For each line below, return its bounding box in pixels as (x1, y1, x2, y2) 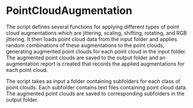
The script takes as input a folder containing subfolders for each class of (6, 77, 181, 85)
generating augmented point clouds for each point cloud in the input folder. (6, 48, 187, 55)
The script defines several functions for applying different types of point (6, 23, 180, 30)
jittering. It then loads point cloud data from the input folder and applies (6, 35, 177, 42)
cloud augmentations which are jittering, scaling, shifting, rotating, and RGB (6, 29, 187, 36)
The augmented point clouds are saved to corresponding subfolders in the (6, 90, 185, 97)
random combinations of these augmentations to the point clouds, (6, 42, 165, 49)
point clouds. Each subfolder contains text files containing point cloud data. (6, 84, 188, 91)
